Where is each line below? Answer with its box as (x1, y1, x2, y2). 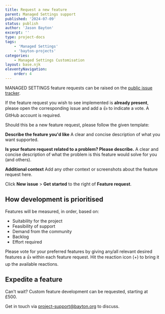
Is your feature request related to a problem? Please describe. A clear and (5, 146, 159, 152)
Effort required (12, 239, 42, 244)
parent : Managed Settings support (5, 12, 76, 17)
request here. (5, 171, 33, 177)
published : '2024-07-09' (5, 16, 56, 21)
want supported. (5, 137, 39, 142)
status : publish (5, 21, 38, 26)
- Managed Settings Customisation (14, 58, 85, 63)
